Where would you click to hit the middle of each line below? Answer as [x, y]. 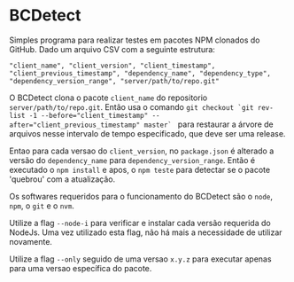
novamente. [31, 241]
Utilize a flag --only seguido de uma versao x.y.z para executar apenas [140, 259]
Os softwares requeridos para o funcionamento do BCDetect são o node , [141, 196]
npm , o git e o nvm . [42, 206]
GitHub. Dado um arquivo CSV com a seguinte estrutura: [112, 49]
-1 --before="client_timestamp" [89, 115]
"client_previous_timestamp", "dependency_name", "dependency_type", [140, 73]
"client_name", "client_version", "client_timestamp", [112, 66]
